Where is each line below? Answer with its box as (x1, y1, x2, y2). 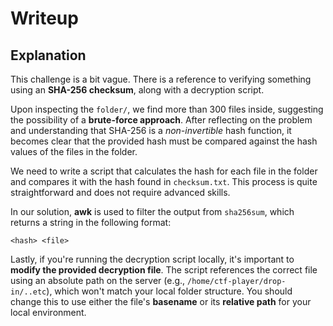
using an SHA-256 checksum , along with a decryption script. (10, 84, 265, 96)
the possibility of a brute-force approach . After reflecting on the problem (10, 114, 313, 126)
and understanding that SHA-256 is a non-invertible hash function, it (10, 125, 292, 136)
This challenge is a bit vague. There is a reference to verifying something (10, 73, 312, 85)
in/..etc (10, 287, 47, 297)
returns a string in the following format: (10, 217, 172, 228)
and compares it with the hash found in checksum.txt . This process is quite (10, 176, 318, 187)
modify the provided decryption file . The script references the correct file (10, 264, 318, 276)
